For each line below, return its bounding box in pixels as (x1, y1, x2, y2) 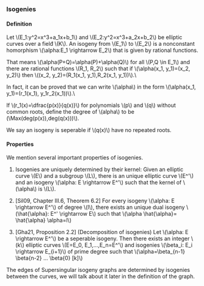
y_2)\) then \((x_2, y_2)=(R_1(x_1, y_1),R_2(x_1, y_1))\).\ (6, 71, 137, 79)
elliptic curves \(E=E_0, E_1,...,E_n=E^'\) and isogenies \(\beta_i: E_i (25, 241, 193, 249)
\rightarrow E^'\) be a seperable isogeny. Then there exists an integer (15, 235, 190, 243)
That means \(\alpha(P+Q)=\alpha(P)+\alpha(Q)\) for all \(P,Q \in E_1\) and (6, 59, 191, 66)
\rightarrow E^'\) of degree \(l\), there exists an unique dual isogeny (15, 204, 185, 211)
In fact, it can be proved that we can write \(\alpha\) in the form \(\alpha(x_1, (6, 83, 197, 90)
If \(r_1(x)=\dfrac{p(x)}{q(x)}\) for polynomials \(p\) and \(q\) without (6, 101, 176, 109)
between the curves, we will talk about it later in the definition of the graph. (6, 273, 195, 280)
